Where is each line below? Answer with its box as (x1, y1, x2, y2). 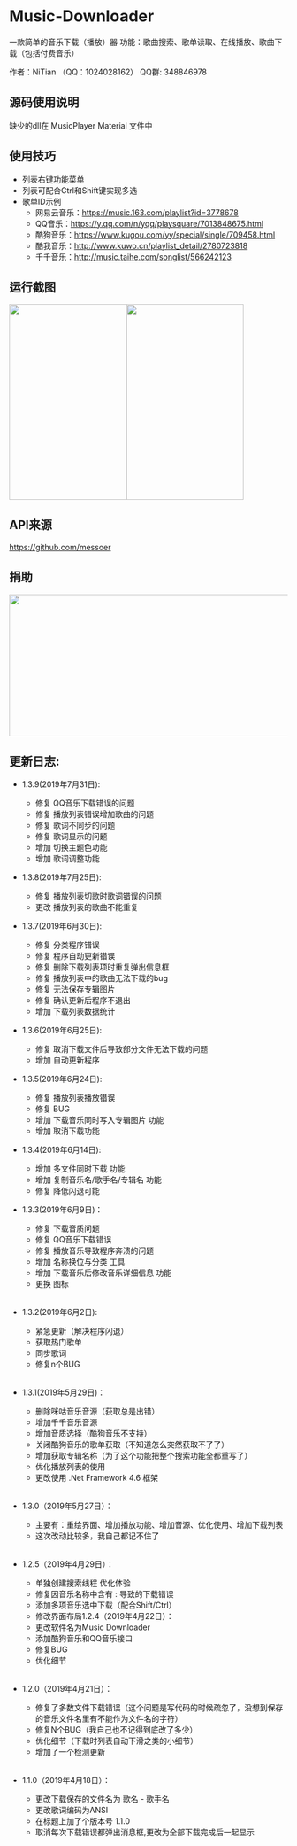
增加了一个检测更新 (34, 1747, 106, 1757)
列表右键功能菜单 (21, 174, 85, 184)
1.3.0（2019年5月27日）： (21, 1500, 113, 1512)
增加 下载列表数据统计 (34, 1006, 116, 1016)
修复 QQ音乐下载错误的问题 (34, 798, 135, 808)
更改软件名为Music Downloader (34, 1622, 150, 1632)
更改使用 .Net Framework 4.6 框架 (34, 1473, 159, 1484)
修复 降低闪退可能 (34, 1186, 100, 1196)
